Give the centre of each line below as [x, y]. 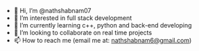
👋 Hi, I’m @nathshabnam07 [52, 11]
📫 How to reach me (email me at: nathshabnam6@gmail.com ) [103, 40]
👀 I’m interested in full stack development [73, 18]
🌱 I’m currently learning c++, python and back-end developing [103, 25]
